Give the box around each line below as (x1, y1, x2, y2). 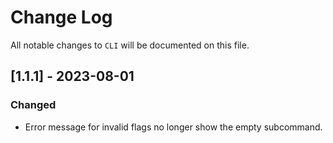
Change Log (10, 6, 113, 29)
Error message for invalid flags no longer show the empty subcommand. (24, 121, 323, 133)
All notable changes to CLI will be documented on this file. (10, 39, 250, 51)
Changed (10, 98, 57, 112)
